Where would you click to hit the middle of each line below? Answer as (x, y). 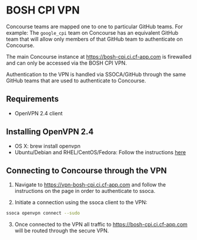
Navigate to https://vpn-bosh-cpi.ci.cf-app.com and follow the (90, 185)
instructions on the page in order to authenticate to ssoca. (85, 191)
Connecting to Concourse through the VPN (86, 170)
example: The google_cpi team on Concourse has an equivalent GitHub (92, 32)
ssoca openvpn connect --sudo (43, 213)
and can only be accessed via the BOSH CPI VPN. (67, 63)
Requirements (32, 99)
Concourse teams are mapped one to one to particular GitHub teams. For (95, 26)
